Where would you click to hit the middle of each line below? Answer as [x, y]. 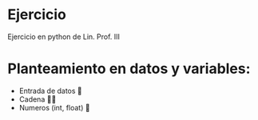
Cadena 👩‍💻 [38, 99]
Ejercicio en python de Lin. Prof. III [64, 37]
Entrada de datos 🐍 [51, 91]
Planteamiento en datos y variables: [129, 69]
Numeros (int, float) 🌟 [54, 107]
